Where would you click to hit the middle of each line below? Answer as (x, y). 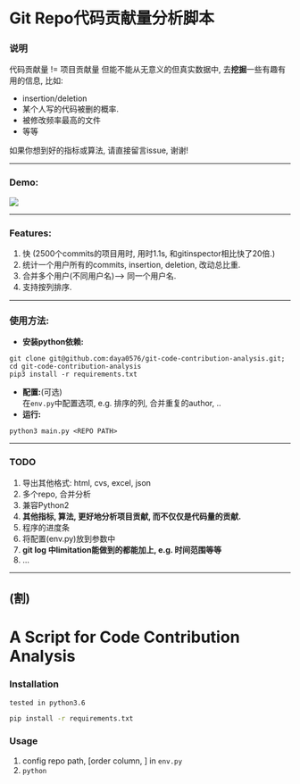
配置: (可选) (42, 392)
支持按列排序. (47, 288)
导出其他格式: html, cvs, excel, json (87, 482)
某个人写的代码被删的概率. (70, 109)
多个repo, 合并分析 (56, 494)
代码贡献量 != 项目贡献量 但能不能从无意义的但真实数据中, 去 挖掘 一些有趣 (144, 70)
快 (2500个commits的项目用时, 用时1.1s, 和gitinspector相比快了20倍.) (148, 254)
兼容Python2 (46, 505)
